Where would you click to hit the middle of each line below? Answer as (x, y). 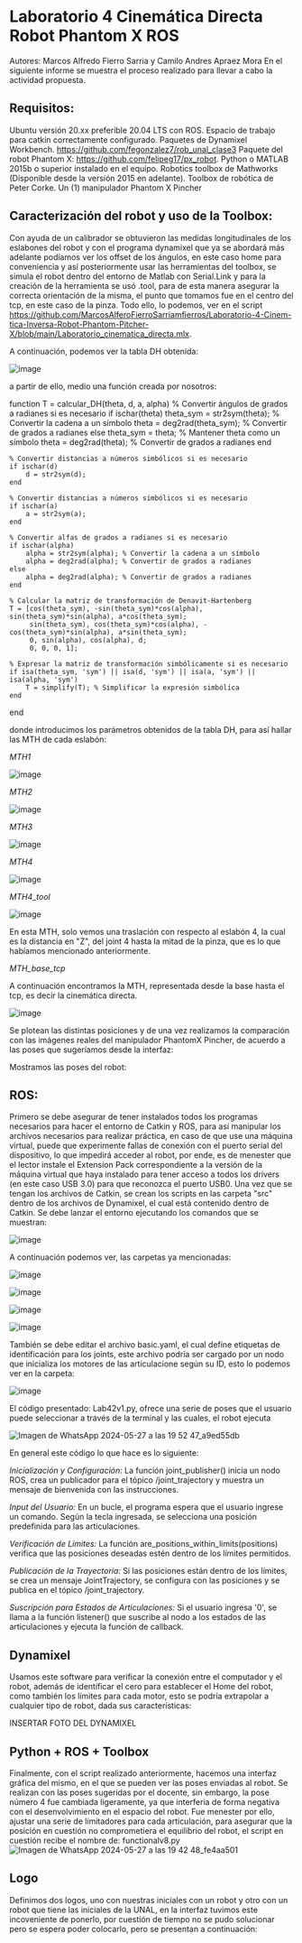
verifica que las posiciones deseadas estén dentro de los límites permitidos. (150, 1553)
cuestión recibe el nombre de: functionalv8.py (95, 1840)
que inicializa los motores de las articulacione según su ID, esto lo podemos (150, 1364)
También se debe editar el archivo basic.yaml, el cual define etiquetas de (145, 1345)
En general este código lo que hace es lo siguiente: (104, 1453)
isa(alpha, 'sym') (44, 680)
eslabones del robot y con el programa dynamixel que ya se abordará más (147, 247)
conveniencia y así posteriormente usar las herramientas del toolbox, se (143, 266)
